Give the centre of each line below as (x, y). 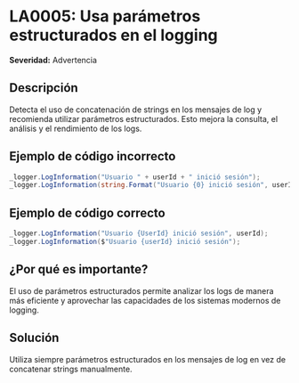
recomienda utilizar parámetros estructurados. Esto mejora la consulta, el (144, 118)
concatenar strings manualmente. (71, 369)
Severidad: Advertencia (53, 60)
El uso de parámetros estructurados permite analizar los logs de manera (141, 290)
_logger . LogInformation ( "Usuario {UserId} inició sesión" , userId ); (139, 233)
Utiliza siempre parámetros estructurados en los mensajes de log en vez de (148, 359)
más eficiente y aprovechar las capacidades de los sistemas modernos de (145, 300)
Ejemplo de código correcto (88, 212)
